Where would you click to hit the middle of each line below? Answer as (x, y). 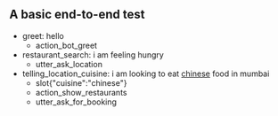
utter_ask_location (69, 64)
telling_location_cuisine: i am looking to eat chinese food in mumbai (146, 73)
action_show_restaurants (81, 92)
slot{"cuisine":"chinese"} (81, 82)
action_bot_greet (66, 45)
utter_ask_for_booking (76, 102)
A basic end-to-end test (77, 15)
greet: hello (43, 35)
